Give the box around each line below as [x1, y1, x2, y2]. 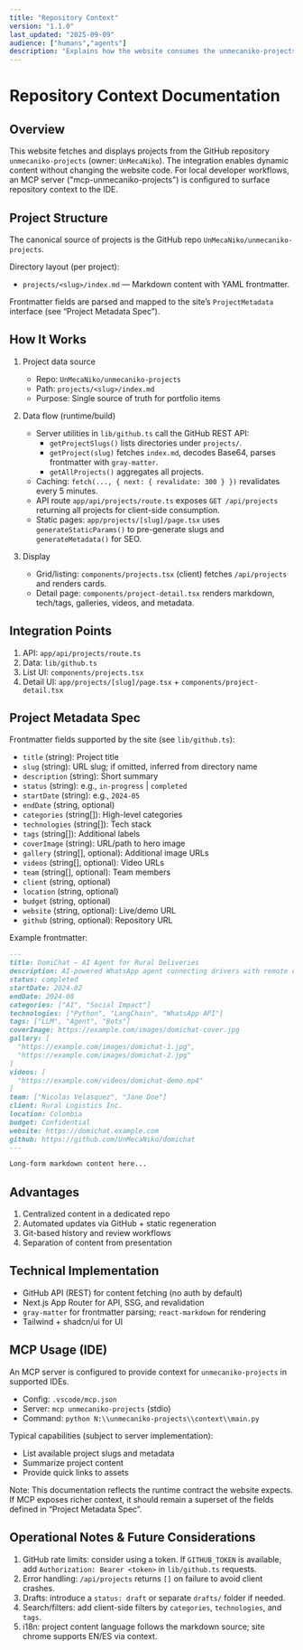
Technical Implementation [9, 1263, 160, 1279]
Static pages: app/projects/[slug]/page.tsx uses [35, 514, 221, 525]
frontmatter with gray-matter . [49, 456, 159, 467]
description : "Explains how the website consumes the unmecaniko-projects [9, 47, 297, 56]
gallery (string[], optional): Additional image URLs [22, 848, 209, 858]
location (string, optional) [22, 886, 119, 897]
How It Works [9, 332, 87, 348]
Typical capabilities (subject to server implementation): [9, 1430, 214, 1441]
